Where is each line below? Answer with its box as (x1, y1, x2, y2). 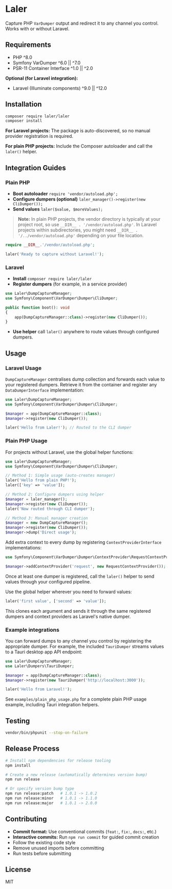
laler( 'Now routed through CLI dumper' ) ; (5, 506, 95, 511)
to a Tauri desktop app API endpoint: (5, 649, 83, 655)
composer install (5, 118, 42, 123)
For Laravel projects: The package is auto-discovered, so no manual (5, 128, 150, 134)
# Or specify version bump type (5, 786, 74, 791)
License (5, 865, 31, 874)
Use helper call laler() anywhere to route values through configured (12, 329, 159, 335)
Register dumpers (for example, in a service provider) (12, 281, 127, 287)
